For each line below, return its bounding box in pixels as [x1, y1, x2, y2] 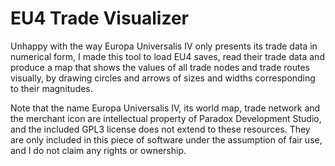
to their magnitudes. [10, 82, 93, 94]
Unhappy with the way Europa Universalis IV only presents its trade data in [10, 40, 318, 52]
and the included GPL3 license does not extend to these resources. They [10, 123, 311, 135]
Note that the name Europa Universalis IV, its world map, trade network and [10, 102, 321, 114]
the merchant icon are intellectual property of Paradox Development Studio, [10, 112, 322, 124]
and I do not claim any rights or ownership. [10, 144, 187, 156]
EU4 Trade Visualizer [10, 7, 190, 30]
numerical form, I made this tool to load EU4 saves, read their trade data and [10, 50, 325, 62]
